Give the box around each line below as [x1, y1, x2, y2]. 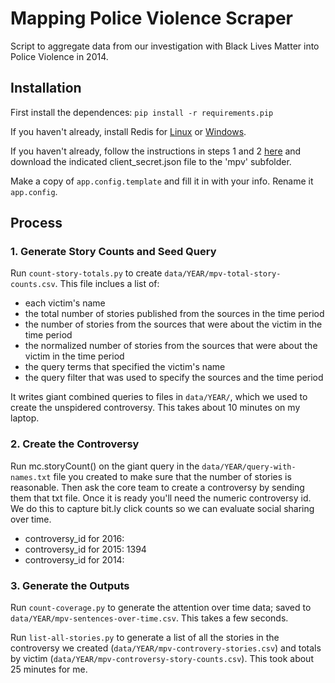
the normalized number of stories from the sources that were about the [24, 340, 318, 352]
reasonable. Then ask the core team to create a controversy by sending [10, 481, 305, 493]
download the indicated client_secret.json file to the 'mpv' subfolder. [10, 155, 292, 167]
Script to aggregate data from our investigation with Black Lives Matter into [10, 40, 320, 52]
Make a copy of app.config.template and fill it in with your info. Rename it [10, 175, 314, 187]
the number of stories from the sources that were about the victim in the [24, 318, 323, 331]
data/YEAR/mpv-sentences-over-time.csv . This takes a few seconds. [10, 612, 289, 624]
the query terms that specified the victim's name [24, 361, 226, 373]
